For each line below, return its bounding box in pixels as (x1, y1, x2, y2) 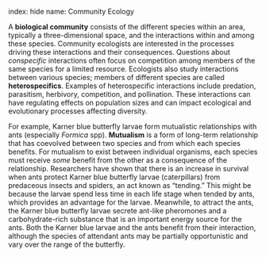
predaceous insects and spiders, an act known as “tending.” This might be (8, 181, 252, 190)
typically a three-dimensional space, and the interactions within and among (8, 31, 255, 40)
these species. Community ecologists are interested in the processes (8, 39, 234, 48)
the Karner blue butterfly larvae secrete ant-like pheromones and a (8, 206, 227, 215)
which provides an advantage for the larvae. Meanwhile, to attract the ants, (8, 198, 254, 207)
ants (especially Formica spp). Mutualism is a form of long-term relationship (8, 130, 259, 140)
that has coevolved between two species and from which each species (8, 139, 241, 148)
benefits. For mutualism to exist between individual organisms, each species (8, 147, 258, 156)
